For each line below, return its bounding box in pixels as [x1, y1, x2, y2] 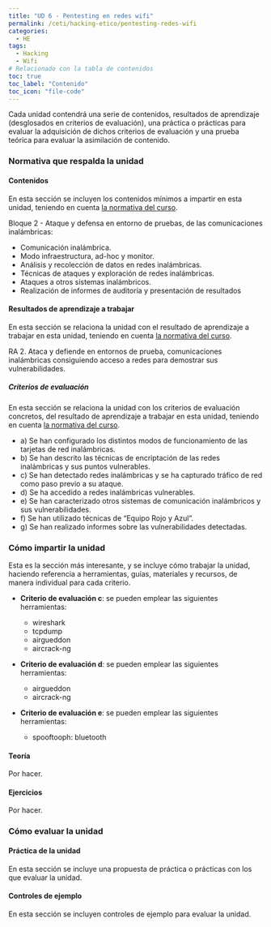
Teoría [8, 751, 31, 761]
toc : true [8, 72, 42, 80]
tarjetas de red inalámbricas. [19, 444, 116, 454]
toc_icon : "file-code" [8, 87, 85, 96]
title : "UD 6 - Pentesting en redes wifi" [8, 11, 154, 20]
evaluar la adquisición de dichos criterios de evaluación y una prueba [8, 127, 240, 136]
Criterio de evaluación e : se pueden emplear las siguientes [19, 707, 218, 718]
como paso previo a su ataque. [19, 479, 124, 488]
